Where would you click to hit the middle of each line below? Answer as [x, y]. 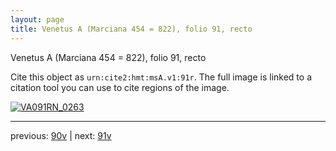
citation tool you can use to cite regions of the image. [120, 87]
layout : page [37, 19]
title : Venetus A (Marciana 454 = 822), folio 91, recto [131, 29]
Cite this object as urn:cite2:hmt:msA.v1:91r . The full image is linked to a [161, 77]
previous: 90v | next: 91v [61, 135]
